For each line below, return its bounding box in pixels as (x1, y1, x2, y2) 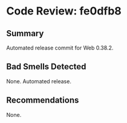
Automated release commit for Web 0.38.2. (6, 44, 114, 51)
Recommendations (6, 95, 79, 106)
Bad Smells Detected (6, 61, 86, 72)
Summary (6, 28, 44, 39)
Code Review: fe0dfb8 (6, 4, 122, 18)
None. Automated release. (6, 77, 71, 85)
